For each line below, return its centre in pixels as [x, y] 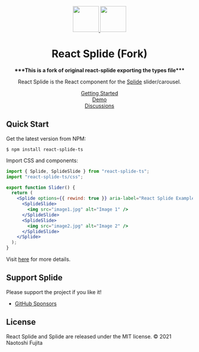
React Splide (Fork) [99, 54]
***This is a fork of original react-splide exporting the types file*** [99, 70]
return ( [22, 193]
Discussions [99, 105]
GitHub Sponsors [36, 303]
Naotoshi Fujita [24, 343]
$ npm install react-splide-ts [45, 149]
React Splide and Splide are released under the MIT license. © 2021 [89, 336]
